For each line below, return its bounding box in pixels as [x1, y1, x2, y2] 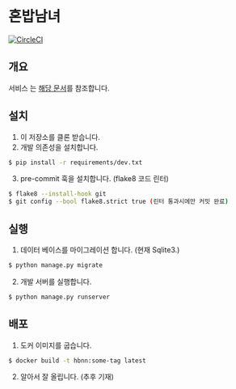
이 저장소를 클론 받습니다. [19, 132, 101, 142]
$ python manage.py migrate [8, 261, 103, 269]
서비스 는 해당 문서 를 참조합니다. [8, 82, 111, 93]
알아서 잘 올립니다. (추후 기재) [19, 372, 115, 382]
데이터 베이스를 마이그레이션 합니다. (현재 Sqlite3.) [19, 245, 180, 255]
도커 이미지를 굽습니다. [19, 340, 92, 350]
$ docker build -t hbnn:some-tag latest [8, 357, 147, 365]
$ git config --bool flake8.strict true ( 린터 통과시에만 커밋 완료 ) [8, 197, 229, 206]
